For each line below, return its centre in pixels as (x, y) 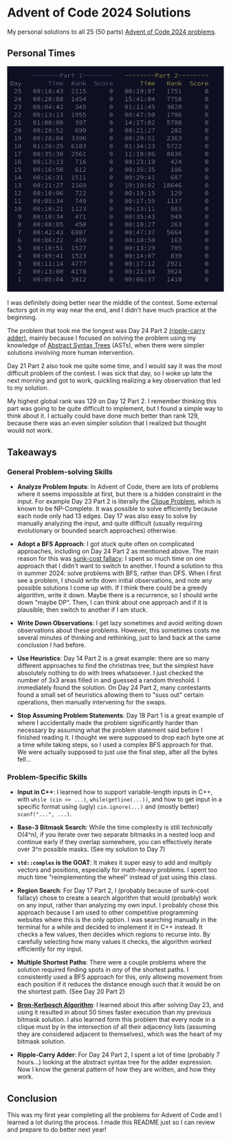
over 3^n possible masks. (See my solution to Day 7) (91, 849)
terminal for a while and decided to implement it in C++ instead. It (110, 927)
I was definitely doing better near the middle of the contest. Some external (112, 303)
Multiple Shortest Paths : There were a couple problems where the (111, 962)
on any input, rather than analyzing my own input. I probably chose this (118, 905)
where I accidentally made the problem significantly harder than (107, 723)
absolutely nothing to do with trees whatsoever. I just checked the (110, 673)
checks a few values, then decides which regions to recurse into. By (114, 934)
